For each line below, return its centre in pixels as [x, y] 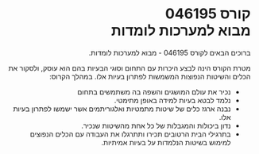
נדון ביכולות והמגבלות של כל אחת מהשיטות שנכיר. [156, 125]
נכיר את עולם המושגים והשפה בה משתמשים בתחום [154, 91]
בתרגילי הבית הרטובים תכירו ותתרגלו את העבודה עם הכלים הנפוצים [130, 134]
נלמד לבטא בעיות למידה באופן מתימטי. [172, 100]
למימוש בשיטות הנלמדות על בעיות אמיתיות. [166, 142]
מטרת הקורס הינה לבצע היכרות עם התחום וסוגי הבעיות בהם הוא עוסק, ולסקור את [129, 67]
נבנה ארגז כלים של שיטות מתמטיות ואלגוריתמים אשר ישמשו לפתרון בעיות [122, 109]
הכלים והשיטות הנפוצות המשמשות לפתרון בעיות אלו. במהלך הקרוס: [150, 76]
